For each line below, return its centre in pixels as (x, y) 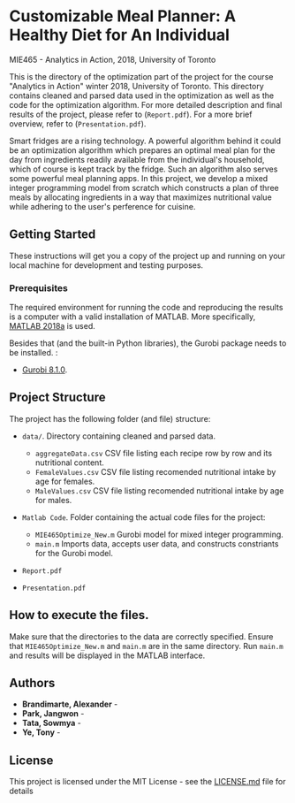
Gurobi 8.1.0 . (45, 370)
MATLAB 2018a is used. (52, 326)
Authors (32, 683)
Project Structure (57, 398)
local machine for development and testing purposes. (106, 265)
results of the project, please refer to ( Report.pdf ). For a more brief (131, 114)
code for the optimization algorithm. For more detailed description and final (146, 104)
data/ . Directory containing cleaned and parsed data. (119, 436)
